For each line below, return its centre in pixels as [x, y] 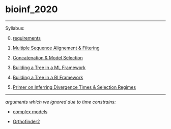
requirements [26, 38]
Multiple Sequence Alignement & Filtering [56, 48]
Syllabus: [15, 28]
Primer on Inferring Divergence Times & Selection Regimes [74, 87]
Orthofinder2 [26, 121]
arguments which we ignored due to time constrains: [61, 102]
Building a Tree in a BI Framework [48, 77]
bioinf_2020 [32, 9]
